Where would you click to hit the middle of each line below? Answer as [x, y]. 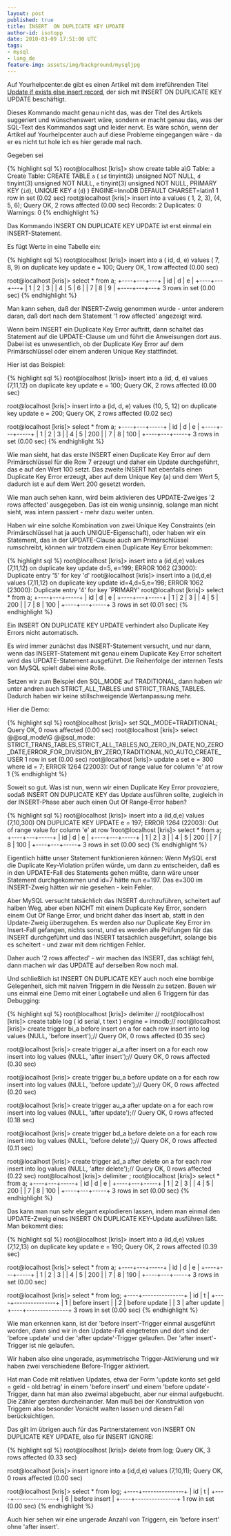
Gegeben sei [25, 155]
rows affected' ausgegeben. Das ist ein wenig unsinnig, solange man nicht [113, 505]
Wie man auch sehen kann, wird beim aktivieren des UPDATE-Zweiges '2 [111, 497]
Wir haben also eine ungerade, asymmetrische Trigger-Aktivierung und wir [113, 1358]
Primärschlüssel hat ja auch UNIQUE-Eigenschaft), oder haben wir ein [106, 532]
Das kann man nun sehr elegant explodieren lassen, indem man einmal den [114, 1211]
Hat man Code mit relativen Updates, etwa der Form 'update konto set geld [114, 1379]
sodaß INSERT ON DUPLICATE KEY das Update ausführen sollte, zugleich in [115, 794]
